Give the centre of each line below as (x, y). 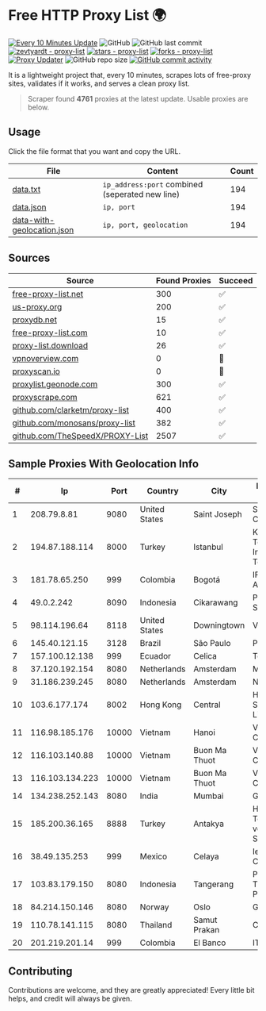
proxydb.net (35, 320)
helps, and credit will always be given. (70, 999)
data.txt (27, 189)
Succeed (236, 280)
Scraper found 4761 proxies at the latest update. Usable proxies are (138, 98)
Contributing (40, 971)
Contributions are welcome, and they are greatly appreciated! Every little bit (131, 990)
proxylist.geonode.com (55, 384)
